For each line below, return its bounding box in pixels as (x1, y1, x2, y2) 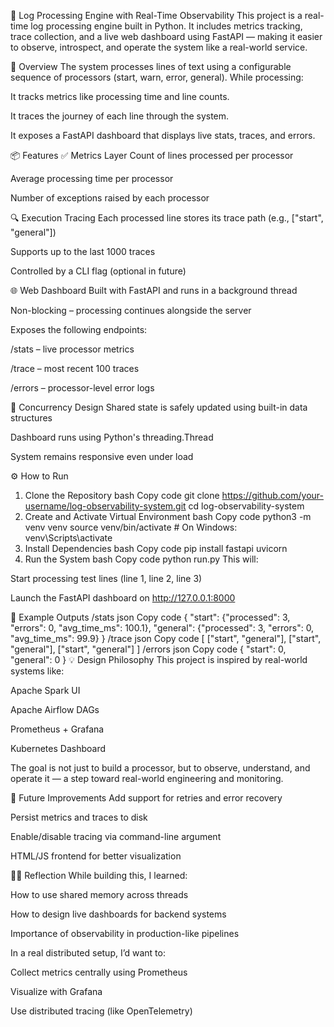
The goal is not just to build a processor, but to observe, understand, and (10, 762, 311, 774)
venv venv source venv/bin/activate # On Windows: (24, 521, 238, 533)
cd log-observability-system (188, 500, 305, 512)
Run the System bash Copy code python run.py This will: (24, 553, 259, 565)
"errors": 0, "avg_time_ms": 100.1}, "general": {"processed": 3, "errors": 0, (10, 622, 315, 634)
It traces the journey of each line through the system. (10, 110, 230, 122)
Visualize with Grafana (10, 986, 103, 997)
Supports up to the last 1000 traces (10, 246, 156, 257)
